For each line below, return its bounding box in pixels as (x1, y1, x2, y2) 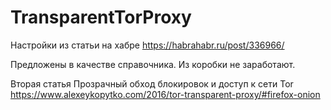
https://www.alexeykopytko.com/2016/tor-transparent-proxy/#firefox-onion (10, 88, 321, 100)
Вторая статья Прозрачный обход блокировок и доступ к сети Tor (10, 77, 294, 90)
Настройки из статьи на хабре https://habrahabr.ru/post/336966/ (10, 39, 285, 51)
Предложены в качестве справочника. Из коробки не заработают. (10, 58, 296, 70)
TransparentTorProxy (10, 6, 192, 29)
